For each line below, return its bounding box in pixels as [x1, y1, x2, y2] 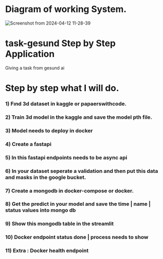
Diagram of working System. [5, 4, 127, 15]
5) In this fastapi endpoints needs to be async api [5, 154, 127, 161]
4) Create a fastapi [5, 140, 52, 147]
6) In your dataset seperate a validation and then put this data [5, 167, 158, 174]
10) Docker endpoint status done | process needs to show [5, 234, 149, 241]
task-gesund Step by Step [5, 38, 116, 49]
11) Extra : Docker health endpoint [5, 247, 89, 254]
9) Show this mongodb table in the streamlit [5, 220, 114, 227]
